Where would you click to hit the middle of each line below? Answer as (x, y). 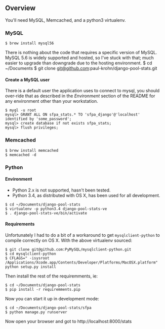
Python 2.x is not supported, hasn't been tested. (61, 190)
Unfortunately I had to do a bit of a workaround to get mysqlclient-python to (82, 235)
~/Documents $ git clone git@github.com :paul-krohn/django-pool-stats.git (81, 68)
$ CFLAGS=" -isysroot (27, 258)
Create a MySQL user (27, 79)
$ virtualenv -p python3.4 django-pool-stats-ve (56, 209)
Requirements (20, 224)
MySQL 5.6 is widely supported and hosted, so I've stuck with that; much (80, 58)
